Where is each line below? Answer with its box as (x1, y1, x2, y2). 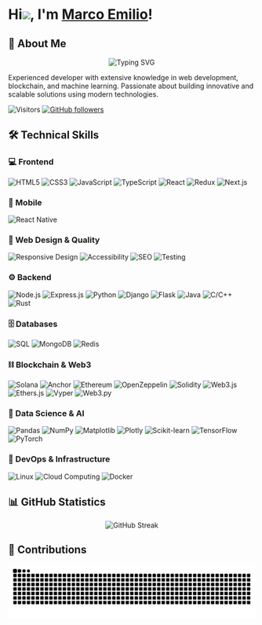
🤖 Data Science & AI (8, 408, 85, 419)
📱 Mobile (8, 197, 42, 208)
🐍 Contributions (8, 542, 87, 556)
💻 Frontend (8, 156, 54, 167)
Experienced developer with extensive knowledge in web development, (8, 73, 239, 82)
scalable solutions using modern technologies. (8, 90, 158, 99)
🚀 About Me (8, 37, 67, 50)
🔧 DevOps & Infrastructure (8, 454, 111, 465)
